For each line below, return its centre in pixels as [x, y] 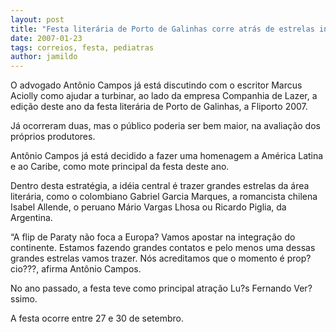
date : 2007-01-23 [46, 38]
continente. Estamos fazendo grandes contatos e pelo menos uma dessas [163, 248]
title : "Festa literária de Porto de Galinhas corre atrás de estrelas [162, 29]
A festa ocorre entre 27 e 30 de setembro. [97, 318]
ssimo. [24, 299]
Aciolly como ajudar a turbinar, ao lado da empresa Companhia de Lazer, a [164, 96]
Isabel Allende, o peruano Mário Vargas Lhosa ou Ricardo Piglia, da [148, 207]
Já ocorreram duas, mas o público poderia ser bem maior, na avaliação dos [165, 126]
